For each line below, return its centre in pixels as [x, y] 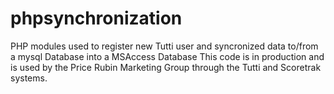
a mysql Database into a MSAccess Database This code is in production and [167, 56]
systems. [29, 78]
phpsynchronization [96, 18]
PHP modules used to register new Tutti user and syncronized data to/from [164, 46]
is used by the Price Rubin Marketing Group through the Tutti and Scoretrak [166, 67]
